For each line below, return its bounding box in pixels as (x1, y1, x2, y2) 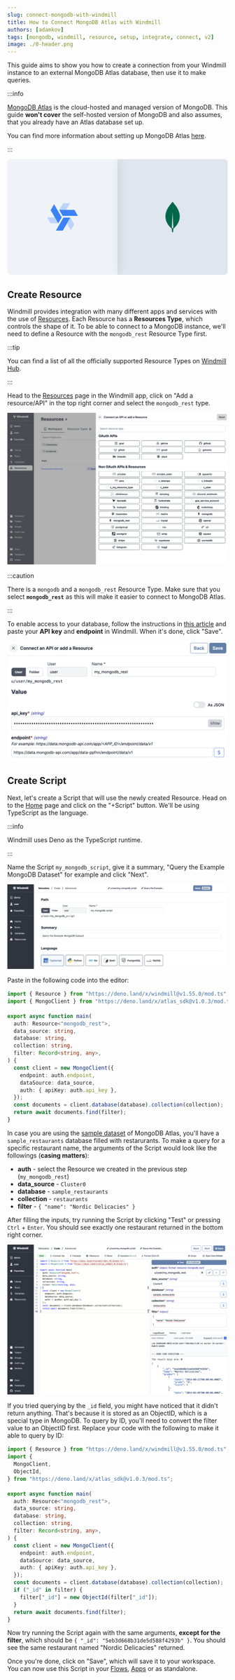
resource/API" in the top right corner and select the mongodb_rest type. (7, 399, 211, 407)
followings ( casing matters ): (7, 1151, 90, 1160)
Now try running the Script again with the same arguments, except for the (7, 1629, 221, 1637)
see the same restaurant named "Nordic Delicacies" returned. (7, 1644, 185, 1652)
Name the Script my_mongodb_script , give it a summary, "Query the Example (7, 862, 225, 871)
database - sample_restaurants (17, 1187, 108, 1195)
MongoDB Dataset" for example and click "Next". (7, 870, 149, 879)
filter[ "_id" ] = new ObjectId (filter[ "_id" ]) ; (20, 1594, 158, 1601)
